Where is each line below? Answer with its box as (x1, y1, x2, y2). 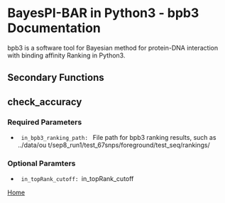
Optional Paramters (7, 158, 76, 168)
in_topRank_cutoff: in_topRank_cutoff (21, 175, 134, 183)
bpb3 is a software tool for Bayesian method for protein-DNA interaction (7, 43, 219, 52)
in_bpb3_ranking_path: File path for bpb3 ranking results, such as (21, 133, 216, 142)
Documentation (7, 20, 101, 36)
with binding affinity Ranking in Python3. (7, 51, 126, 60)
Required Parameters (7, 117, 82, 127)
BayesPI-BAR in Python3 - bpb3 (7, 5, 199, 21)
